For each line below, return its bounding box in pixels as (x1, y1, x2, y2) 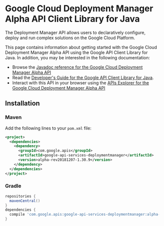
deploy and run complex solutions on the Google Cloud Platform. (5, 35, 135, 41)
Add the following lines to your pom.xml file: (5, 125, 92, 131)
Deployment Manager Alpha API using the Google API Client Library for (5, 50, 148, 55)
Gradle (5, 182, 21, 189)
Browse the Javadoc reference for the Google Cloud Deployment (12, 64, 143, 70)
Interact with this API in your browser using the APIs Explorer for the (12, 79, 149, 86)
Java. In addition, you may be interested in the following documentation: (5, 54, 150, 60)
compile (9, 212, 25, 217)
